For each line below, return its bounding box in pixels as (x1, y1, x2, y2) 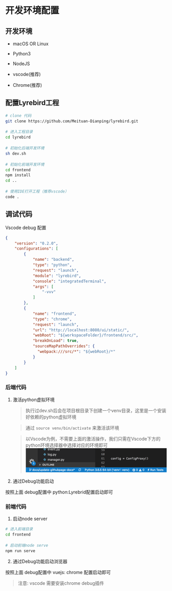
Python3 (12, 51, 31, 56)
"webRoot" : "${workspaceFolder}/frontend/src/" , (32, 333, 139, 338)
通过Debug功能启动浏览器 (12, 558, 68, 564)
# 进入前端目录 (5, 527, 33, 532)
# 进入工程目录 (5, 129, 33, 135)
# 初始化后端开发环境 (5, 146, 45, 151)
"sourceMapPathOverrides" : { (32, 344, 95, 349)
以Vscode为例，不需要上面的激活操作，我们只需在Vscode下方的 (25, 435, 161, 442)
